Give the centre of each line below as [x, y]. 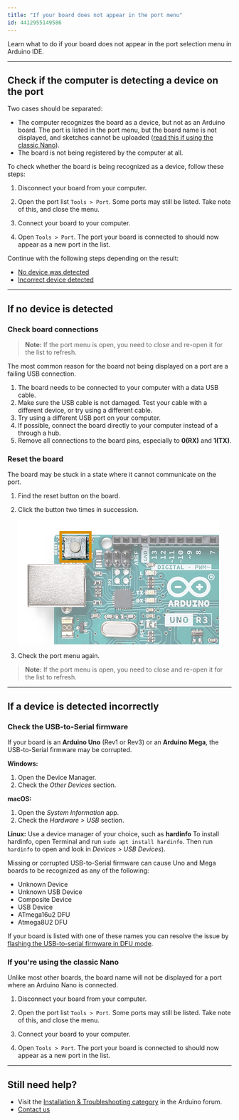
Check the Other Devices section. [67, 785]
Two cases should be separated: [55, 109]
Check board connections [53, 329]
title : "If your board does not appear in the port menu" [95, 15]
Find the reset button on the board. [69, 496]
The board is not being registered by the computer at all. [100, 153]
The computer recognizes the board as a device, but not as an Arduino [121, 123]
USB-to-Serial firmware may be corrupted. [70, 749]
